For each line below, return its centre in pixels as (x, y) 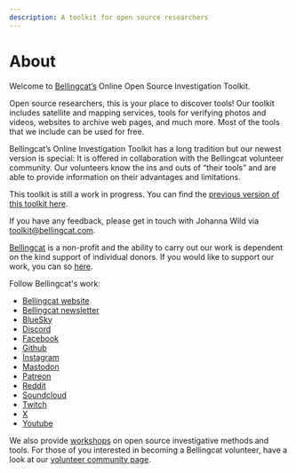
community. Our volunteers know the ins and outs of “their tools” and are (143, 167)
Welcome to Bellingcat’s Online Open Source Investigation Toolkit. (130, 86)
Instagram (40, 357)
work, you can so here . (51, 266)
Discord (36, 328)
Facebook (40, 338)
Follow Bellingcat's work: (55, 283)
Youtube (37, 423)
